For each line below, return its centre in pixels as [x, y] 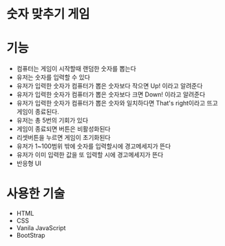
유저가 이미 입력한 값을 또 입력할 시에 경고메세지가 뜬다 [90, 155]
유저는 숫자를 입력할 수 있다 [53, 77]
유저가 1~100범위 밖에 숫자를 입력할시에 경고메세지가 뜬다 [94, 146]
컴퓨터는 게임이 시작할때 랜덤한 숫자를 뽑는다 [76, 69]
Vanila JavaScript [41, 228]
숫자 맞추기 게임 [48, 14]
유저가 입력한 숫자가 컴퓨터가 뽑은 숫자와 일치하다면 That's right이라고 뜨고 [117, 103]
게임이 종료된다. [37, 112]
